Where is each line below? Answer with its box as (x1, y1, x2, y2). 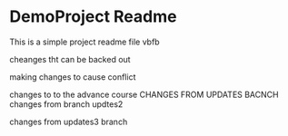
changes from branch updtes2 (9, 98, 124, 110)
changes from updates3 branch (9, 116, 128, 127)
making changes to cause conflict (9, 71, 136, 83)
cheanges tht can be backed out (9, 53, 131, 64)
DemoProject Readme (9, 6, 177, 27)
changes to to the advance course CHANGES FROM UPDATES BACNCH (9, 89, 279, 100)
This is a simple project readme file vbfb (9, 36, 161, 47)
